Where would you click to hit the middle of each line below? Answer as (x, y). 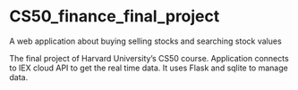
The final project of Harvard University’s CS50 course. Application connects (149, 58)
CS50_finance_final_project (115, 16)
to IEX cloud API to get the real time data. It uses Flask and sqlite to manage (149, 68)
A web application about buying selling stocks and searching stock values (145, 41)
